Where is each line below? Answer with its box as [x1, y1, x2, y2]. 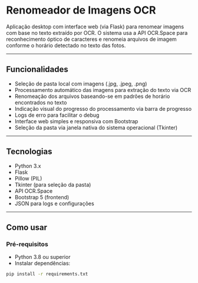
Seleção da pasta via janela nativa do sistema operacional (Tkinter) [14, 124, 178, 131]
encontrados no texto [14, 98, 67, 106]
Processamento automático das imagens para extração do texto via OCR [14, 86, 192, 93]
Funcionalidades [6, 64, 69, 74]
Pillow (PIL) [14, 175, 42, 182]
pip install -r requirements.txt [6, 271, 88, 277]
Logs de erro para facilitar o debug [14, 111, 100, 119]
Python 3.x [14, 162, 41, 169]
